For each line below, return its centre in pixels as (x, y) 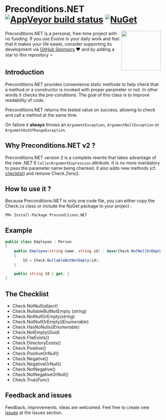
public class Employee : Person (38, 242)
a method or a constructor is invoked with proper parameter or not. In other (82, 89)
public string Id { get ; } (42, 274)
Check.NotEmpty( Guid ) (36, 332)
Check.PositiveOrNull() (36, 353)
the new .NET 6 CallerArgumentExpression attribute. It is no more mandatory (83, 163)
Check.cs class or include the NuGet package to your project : (68, 206)
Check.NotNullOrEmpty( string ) (43, 316)
